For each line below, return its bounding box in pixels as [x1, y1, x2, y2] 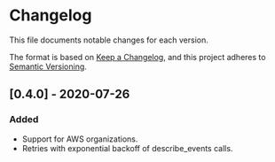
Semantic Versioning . [9, 61, 87, 72]
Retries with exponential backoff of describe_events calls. [21, 143, 233, 153]
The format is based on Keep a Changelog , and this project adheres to [9, 51, 266, 62]
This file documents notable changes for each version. [9, 35, 208, 45]
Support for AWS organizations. [21, 134, 138, 144]
